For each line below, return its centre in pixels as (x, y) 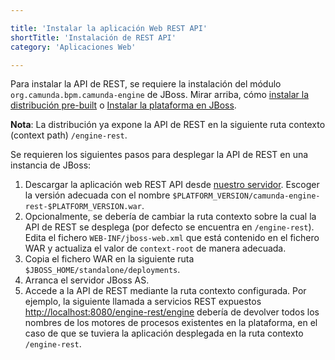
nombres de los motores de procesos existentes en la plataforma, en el (171, 323)
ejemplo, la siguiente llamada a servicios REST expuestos (143, 302)
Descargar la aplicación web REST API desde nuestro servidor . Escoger (172, 185)
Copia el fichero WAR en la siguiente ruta (109, 259)
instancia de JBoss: (51, 165)
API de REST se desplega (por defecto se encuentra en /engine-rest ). (169, 227)
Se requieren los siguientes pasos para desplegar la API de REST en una (159, 155)
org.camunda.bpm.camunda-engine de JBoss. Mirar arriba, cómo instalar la (160, 95)
